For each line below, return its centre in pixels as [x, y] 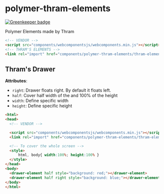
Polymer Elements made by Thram [40, 31]
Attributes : [16, 81]
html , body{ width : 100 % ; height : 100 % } [58, 155]
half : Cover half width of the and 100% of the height [65, 96]
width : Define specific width [40, 101]
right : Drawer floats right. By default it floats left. [61, 90]
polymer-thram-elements [58, 9]
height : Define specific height [42, 106]
